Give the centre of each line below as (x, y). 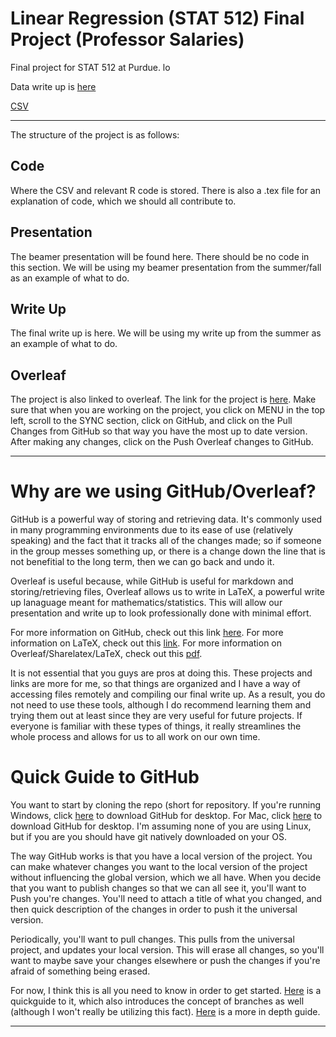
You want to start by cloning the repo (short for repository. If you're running (166, 805)
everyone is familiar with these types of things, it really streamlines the (156, 726)
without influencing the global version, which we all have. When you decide (166, 878)
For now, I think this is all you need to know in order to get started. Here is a (166, 991)
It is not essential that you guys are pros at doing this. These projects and (161, 673)
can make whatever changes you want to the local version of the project (159, 867)
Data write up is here (53, 86)
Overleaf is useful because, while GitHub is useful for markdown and (152, 581)
